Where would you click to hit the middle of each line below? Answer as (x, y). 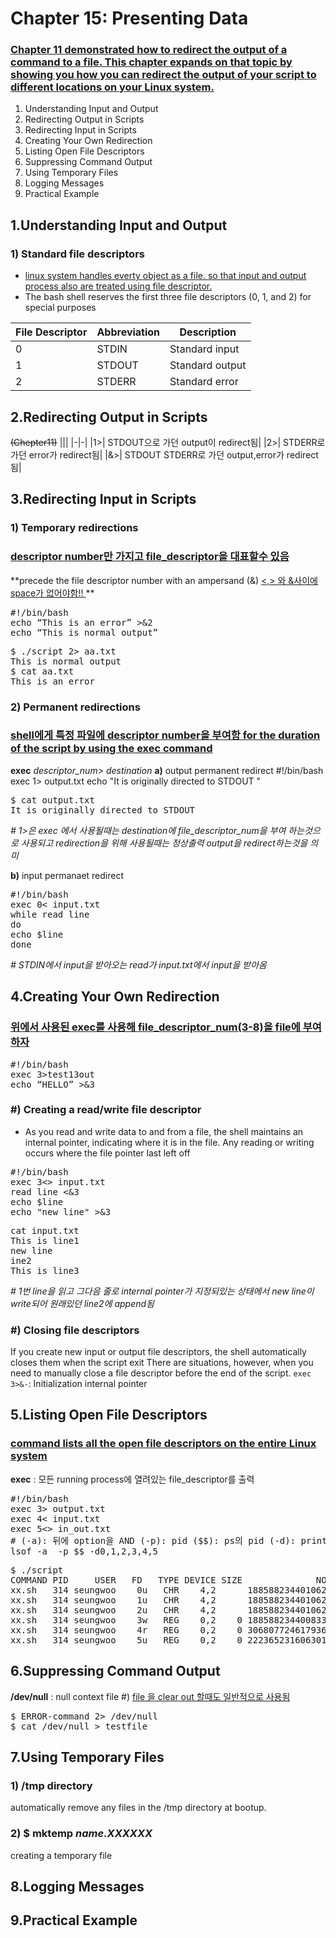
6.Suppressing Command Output (115, 1671)
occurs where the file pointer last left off (107, 1153)
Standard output (208, 365)
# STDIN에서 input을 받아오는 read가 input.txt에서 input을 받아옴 (138, 964)
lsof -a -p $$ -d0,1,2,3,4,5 (84, 1551)
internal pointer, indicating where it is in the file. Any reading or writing (169, 1142)
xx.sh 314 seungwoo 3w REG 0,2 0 (126, 1620)
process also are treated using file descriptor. (118, 286)
